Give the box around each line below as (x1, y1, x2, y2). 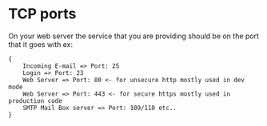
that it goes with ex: (8, 39, 74, 49)
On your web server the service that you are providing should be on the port (8, 31, 260, 41)
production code (8, 96, 62, 104)
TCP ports (8, 5, 77, 23)
